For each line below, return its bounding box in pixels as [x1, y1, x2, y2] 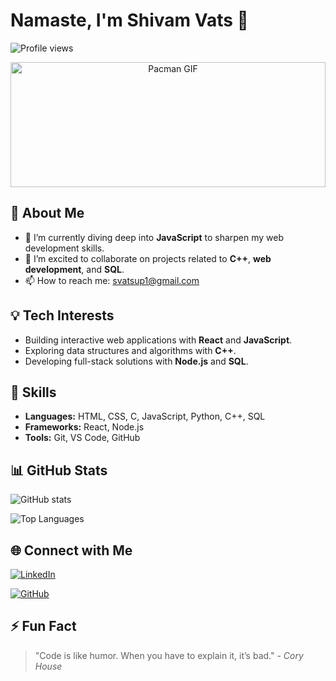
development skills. [24, 242, 105, 254]
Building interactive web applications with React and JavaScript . [24, 334, 293, 346]
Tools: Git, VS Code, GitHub [24, 432, 141, 444]
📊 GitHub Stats [10, 462, 108, 479]
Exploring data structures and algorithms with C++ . [24, 344, 237, 356]
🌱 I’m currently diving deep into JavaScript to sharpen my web [24, 231, 285, 243]
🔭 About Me [10, 205, 85, 222]
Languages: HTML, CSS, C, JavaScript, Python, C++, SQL [24, 410, 266, 423]
